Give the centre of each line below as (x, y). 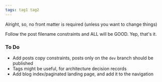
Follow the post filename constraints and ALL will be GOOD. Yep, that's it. (81, 34)
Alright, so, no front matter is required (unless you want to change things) (81, 24)
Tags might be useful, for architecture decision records (69, 68)
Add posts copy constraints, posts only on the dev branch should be (83, 58)
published (23, 63)
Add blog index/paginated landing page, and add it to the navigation (83, 74)
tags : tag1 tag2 (22, 10)
